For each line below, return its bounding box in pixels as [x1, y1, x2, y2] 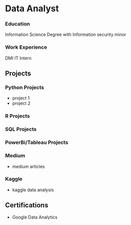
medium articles [12, 163, 45, 169]
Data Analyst [5, 3, 59, 14]
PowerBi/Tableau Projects [5, 139, 69, 146]
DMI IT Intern [5, 55, 32, 61]
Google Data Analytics [12, 214, 58, 220]
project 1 [12, 95, 30, 101]
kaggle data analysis [12, 187, 54, 193]
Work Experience [5, 44, 48, 51]
